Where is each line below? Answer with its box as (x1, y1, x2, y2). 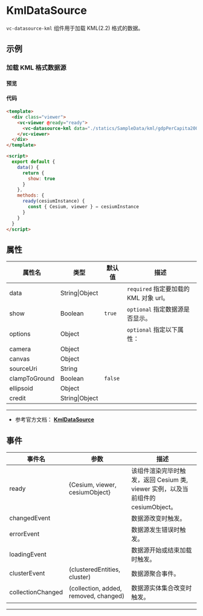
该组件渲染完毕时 (131, 467, 180, 475)
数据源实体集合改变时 (131, 584, 192, 592)
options (9, 330, 31, 338)
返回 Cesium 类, (143, 476, 188, 484)
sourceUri (9, 364, 37, 373)
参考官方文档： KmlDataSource (14, 416, 95, 424)
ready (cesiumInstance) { (22, 198, 85, 205)
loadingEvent (9, 550, 47, 559)
